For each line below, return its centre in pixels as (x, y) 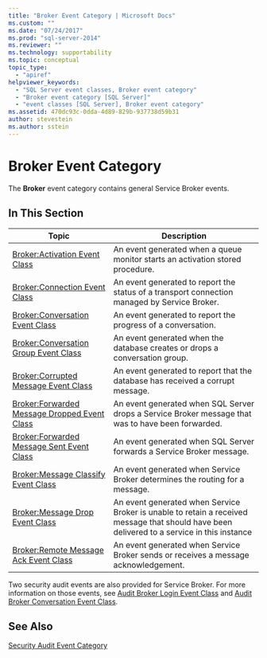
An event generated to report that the (183, 370)
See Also (31, 626)
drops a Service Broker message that (182, 413)
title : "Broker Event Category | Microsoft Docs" (92, 16)
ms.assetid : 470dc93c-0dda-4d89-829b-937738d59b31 (94, 112)
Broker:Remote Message (58, 550)
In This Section (46, 213)
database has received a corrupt (174, 381)
